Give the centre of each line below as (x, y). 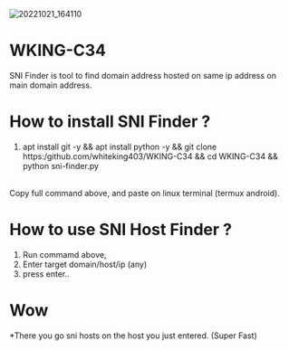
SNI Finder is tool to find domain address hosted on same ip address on (143, 75)
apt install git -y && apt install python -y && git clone (120, 147)
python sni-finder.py (61, 166)
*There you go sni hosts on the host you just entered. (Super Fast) (133, 336)
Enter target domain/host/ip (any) (85, 264)
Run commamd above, (64, 254)
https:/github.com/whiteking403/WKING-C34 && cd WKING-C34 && (150, 156)
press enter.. (46, 274)
